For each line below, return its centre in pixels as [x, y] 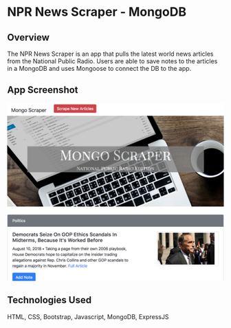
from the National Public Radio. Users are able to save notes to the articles [112, 61]
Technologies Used [49, 300]
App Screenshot [43, 90]
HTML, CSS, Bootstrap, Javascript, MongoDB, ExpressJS [88, 316]
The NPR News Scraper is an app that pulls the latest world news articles [111, 54]
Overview [29, 37]
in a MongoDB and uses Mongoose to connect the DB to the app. [99, 68]
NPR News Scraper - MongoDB [97, 12]
